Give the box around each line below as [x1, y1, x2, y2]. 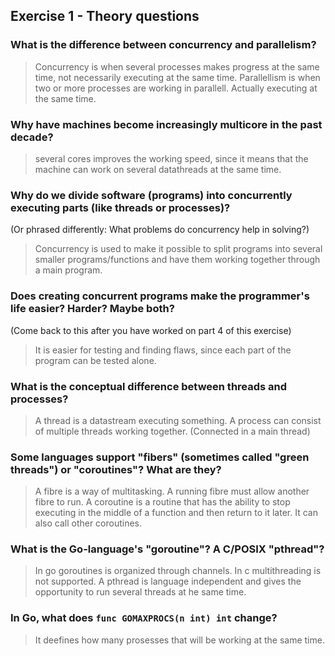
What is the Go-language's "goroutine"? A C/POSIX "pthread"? [10, 542, 325, 556]
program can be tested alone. [34, 354, 157, 366]
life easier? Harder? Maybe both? [10, 302, 175, 316]
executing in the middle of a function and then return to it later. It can [34, 507, 318, 519]
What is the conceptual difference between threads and [10, 379, 288, 393]
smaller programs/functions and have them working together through [34, 254, 321, 266]
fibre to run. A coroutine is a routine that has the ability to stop [34, 496, 291, 508]
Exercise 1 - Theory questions [10, 8, 200, 25]
